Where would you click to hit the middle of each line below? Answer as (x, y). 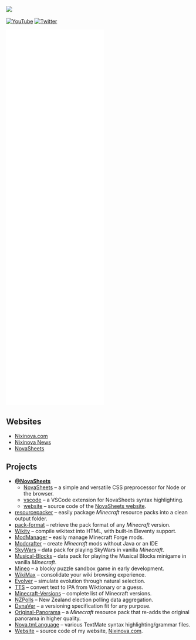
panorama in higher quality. (48, 618)
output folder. (31, 518)
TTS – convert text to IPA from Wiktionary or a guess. (79, 587)
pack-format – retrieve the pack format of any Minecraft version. (92, 524)
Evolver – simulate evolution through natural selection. (80, 581)
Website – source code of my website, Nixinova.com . (79, 631)
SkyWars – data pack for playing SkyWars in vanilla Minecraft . (89, 550)
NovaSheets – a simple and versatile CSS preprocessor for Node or (104, 487)
